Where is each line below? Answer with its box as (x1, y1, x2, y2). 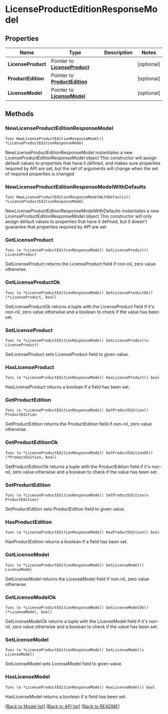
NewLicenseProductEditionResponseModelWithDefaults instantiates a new (5, 207, 159, 214)
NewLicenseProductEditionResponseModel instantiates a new (5, 149, 133, 155)
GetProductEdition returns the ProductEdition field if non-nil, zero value (5, 421, 152, 427)
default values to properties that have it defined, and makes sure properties (5, 160, 161, 166)
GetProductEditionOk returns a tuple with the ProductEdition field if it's (5, 463, 151, 469)
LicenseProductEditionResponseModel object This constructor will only (5, 213, 152, 219)
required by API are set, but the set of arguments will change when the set (5, 165, 158, 171)
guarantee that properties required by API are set (5, 223, 106, 229)
